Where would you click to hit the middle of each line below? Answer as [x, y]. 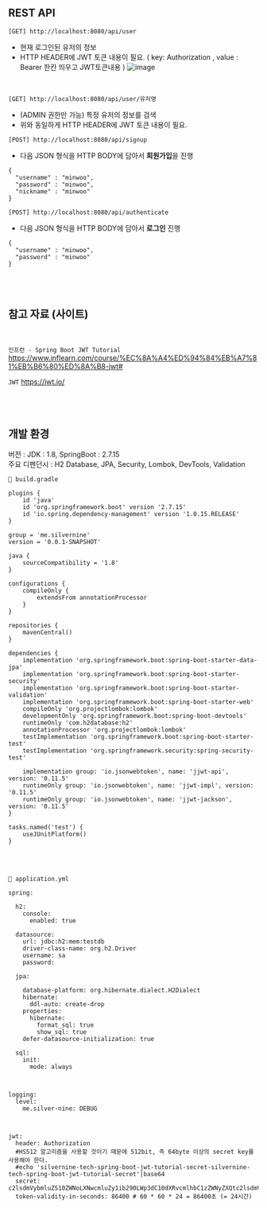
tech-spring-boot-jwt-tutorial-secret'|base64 [87, 1175]
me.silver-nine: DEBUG [60, 1109]
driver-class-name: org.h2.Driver [79, 949]
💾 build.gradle [33, 480]
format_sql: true [65, 1025]
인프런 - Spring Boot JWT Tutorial [65, 350]
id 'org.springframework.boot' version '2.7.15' [104, 507]
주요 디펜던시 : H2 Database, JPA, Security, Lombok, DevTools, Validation [127, 464]
